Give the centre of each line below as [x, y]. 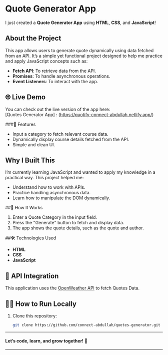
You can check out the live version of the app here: [58, 109]
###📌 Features [20, 124]
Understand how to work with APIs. [49, 187]
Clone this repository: [34, 316]
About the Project [33, 38]
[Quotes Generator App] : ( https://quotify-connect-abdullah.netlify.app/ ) [79, 114]
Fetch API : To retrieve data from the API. [54, 71]
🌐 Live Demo [25, 97]
